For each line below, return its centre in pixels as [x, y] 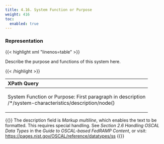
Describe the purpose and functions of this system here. [63, 61]
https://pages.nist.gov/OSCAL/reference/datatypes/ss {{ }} [65, 136]
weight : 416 [17, 14]
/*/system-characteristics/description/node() [61, 103]
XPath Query [23, 83]
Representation [24, 41]
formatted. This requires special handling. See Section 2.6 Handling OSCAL [82, 125]
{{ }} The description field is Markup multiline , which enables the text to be [81, 120]
